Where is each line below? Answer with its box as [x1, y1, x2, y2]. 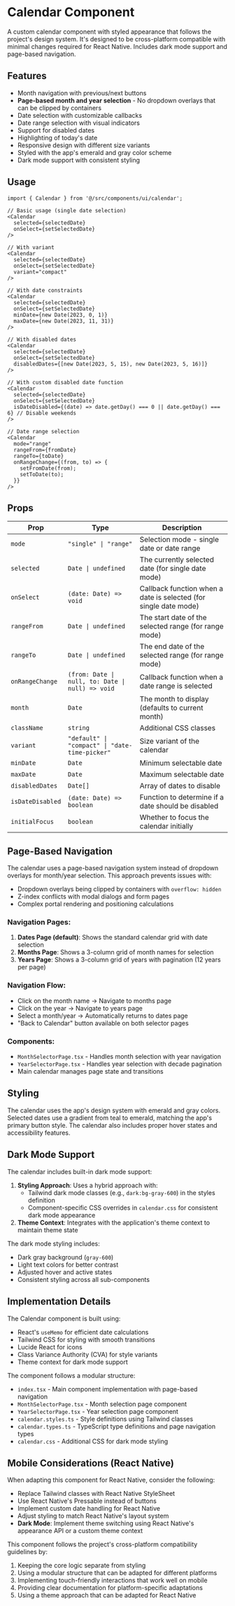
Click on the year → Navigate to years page [17, 1004, 143, 1012]
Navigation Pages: [7, 917, 71, 927]
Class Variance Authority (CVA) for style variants [17, 1350, 158, 1358]
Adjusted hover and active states [17, 1267, 113, 1276]
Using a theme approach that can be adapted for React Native [17, 1591, 197, 1600]
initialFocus [10, 818, 55, 826]
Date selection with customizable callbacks [17, 111, 142, 119]
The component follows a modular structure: [7, 1371, 136, 1379]
